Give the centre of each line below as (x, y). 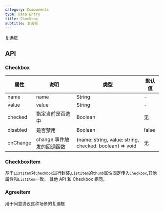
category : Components (27, 10)
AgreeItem (18, 192)
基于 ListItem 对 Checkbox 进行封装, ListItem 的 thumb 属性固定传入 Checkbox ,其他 (81, 173)
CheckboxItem (23, 162)
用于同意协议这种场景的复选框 (35, 203)
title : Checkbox (21, 19)
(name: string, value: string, (108, 140)
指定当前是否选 (53, 114)
